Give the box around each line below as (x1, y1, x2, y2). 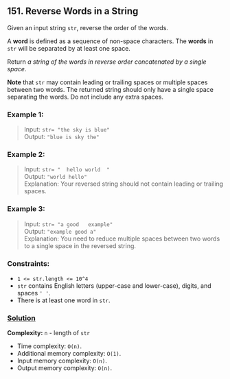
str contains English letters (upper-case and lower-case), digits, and (16, 282, 211, 290)
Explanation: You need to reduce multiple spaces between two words (23, 234, 220, 243)
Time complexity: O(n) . (16, 342, 82, 350)
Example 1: (7, 110, 44, 119)
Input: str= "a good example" (23, 219, 113, 228)
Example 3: (7, 204, 46, 214)
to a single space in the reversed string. (23, 241, 136, 249)
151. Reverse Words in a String (7, 5, 139, 17)
